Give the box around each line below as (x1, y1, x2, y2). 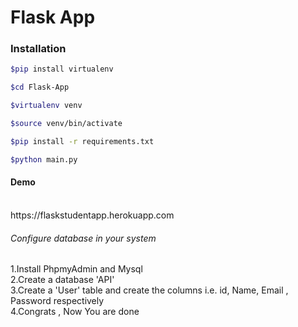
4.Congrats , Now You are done (10, 306, 140, 318)
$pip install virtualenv (10, 64, 114, 75)
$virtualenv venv (10, 101, 83, 111)
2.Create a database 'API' (10, 274, 115, 286)
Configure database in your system (10, 232, 157, 244)
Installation (10, 42, 67, 56)
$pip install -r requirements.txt (10, 136, 155, 146)
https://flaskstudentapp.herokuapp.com (10, 209, 175, 221)
